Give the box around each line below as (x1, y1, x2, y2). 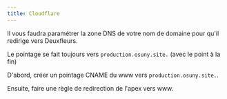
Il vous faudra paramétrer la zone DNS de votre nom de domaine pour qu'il (7, 29, 219, 37)
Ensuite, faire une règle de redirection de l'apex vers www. (7, 84, 174, 92)
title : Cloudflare (7, 10, 60, 17)
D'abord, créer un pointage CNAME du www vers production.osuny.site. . (7, 71, 219, 79)
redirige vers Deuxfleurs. (7, 36, 78, 45)
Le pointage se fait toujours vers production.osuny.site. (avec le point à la (7, 50, 221, 58)
